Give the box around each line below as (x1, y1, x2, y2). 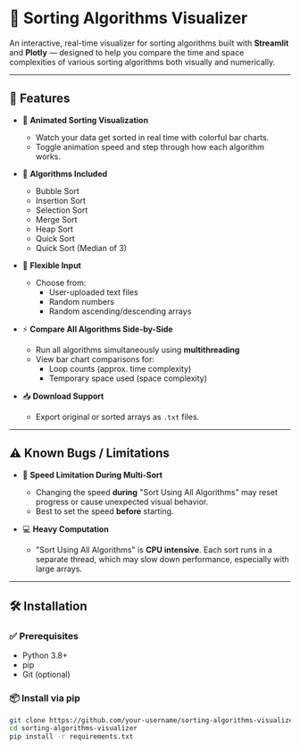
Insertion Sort (35, 195, 87, 206)
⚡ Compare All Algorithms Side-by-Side (21, 324, 173, 334)
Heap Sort (35, 223, 74, 234)
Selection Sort (35, 205, 88, 215)
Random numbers (48, 296, 114, 307)
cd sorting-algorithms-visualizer (9, 724, 138, 733)
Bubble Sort (35, 185, 80, 196)
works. (35, 151, 61, 162)
